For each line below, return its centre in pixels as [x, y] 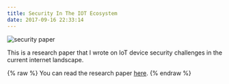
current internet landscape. [45, 59]
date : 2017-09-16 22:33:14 [45, 20]
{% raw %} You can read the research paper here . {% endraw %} [99, 73]
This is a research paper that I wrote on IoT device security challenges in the [115, 53]
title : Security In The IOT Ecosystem [62, 13]
